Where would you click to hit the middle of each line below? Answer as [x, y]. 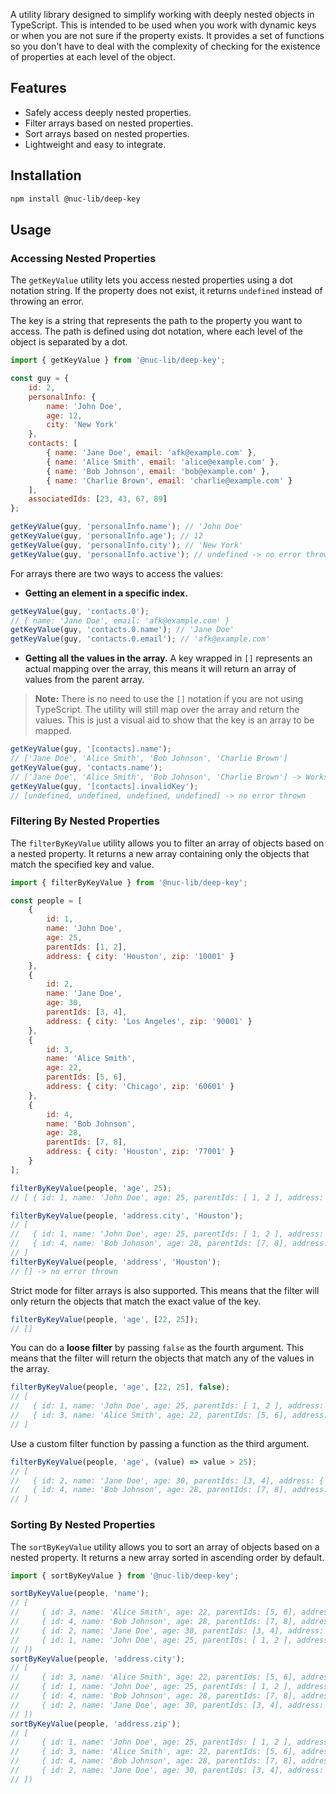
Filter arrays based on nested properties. [109, 123]
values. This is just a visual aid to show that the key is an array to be [174, 720]
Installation [46, 175]
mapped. [53, 731]
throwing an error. [47, 301]
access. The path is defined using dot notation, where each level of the [156, 331]
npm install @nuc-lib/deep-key [75, 199]
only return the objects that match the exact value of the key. [136, 1301]
